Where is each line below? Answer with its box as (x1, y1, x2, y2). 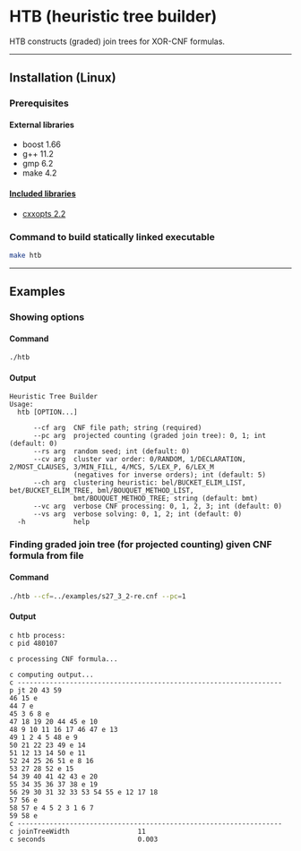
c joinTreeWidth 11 (9, 827, 146, 836)
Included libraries (9, 188, 76, 199)
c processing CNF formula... (9, 654, 118, 664)
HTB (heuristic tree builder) (9, 6, 218, 27)
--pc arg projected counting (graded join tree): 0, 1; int (32, 432, 267, 441)
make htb (9, 251, 42, 260)
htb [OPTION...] (17, 408, 78, 417)
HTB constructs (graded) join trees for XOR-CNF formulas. (9, 36, 226, 47)
